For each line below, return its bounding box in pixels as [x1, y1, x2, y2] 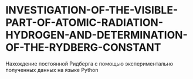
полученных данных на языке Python [5, 66, 99, 73]
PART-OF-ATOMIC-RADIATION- [5, 16, 164, 29]
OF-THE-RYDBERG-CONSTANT [5, 41, 161, 54]
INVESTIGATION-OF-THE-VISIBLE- [5, 4, 178, 17]
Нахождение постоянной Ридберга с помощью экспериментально [5, 60, 174, 67]
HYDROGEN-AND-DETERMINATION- [5, 29, 188, 42]
